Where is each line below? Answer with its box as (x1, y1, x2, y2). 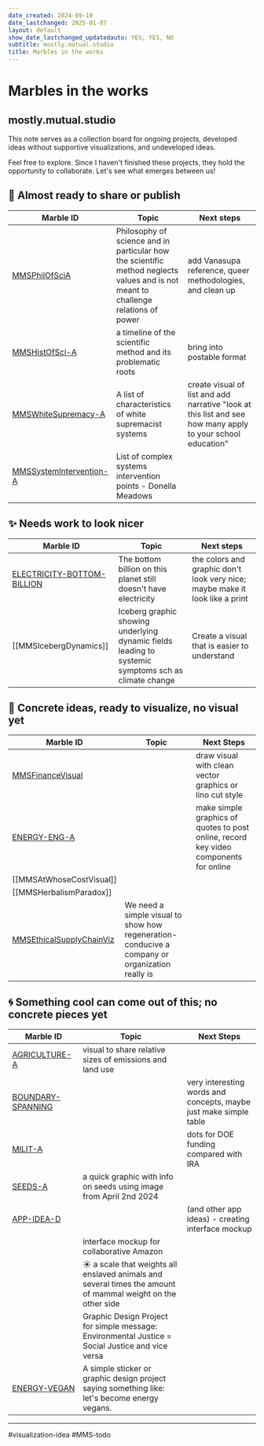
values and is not (115, 275, 179, 286)
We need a (124, 900, 164, 911)
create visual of (187, 379, 245, 390)
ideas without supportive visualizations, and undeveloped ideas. (8, 142, 216, 152)
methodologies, (187, 275, 245, 286)
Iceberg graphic (118, 605, 178, 616)
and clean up (187, 284, 236, 295)
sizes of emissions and (82, 1054, 167, 1065)
